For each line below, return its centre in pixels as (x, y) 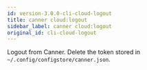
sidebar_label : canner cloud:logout (59, 26)
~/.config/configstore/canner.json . (59, 60)
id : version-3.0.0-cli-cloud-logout (59, 13)
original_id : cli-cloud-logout (52, 33)
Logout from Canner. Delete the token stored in (74, 52)
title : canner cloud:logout (47, 20)
